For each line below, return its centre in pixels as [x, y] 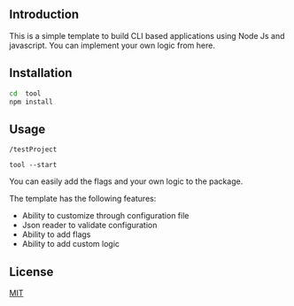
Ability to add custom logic [71, 244]
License [31, 272]
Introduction [44, 15]
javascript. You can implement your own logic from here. [112, 45]
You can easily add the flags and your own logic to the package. [126, 181]
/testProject [33, 149]
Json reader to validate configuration [89, 226]
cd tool [25, 93]
